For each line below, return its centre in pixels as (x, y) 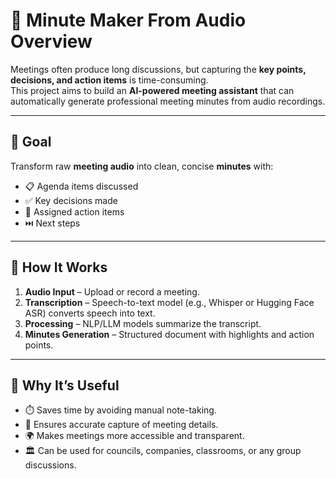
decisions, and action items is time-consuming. (109, 80)
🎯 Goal (31, 142)
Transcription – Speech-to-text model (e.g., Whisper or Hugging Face (169, 302)
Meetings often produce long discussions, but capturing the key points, (158, 69)
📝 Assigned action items (74, 211)
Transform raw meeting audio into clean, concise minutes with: (142, 166)
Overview (51, 41)
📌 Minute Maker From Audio (128, 20)
